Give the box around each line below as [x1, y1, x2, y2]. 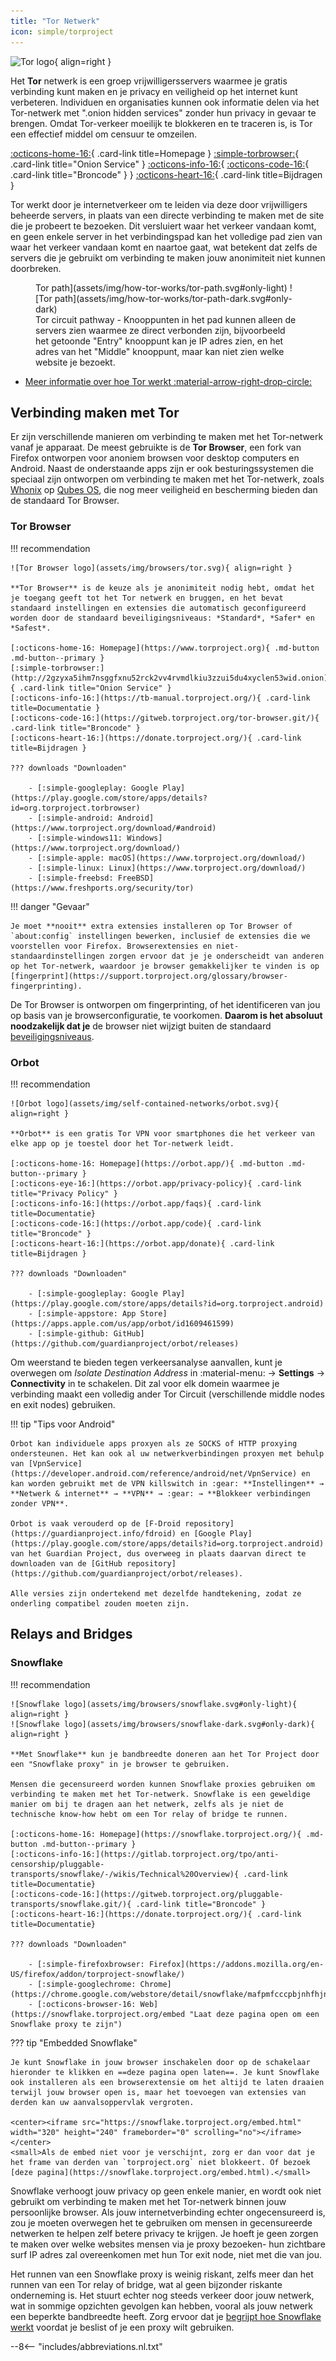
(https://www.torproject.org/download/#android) [10, 823, 217, 833]
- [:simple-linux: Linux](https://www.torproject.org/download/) [28, 863, 307, 873]
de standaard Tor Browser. [10, 495, 120, 507]
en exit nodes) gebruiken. [10, 1398, 116, 1410]
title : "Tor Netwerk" [10, 16, 101, 26]
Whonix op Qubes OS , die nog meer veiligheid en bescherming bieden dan [10, 484, 318, 496]
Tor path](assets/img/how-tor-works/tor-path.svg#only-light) [35, 281, 288, 294]
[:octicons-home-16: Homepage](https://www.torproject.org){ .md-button [10, 643, 320, 653]
